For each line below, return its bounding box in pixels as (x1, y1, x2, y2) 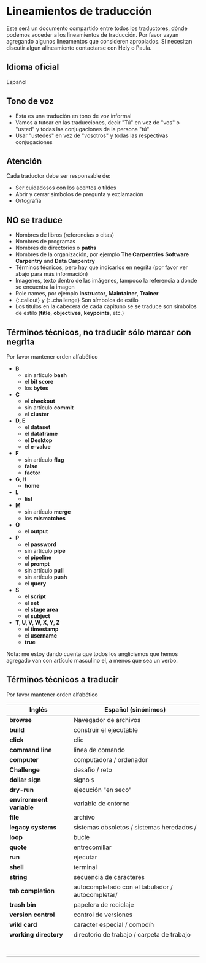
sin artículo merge (24, 508, 71, 516)
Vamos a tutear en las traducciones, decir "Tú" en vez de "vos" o (15, 118, 180, 126)
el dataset (24, 424, 51, 430)
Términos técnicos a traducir (6, 674, 119, 685)
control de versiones (73, 910, 133, 919)
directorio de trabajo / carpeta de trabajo (73, 930, 191, 938)
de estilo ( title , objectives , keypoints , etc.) (15, 310, 124, 317)
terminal (73, 862, 97, 871)
